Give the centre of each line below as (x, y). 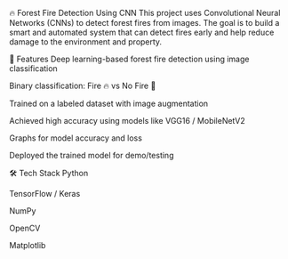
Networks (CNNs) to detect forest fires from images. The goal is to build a (144, 23)
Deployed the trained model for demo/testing (92, 155)
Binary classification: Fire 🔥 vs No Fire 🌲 (83, 85)
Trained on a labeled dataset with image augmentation (109, 103)
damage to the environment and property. (86, 42)
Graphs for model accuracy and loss (76, 138)
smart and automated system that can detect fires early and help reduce (142, 32)
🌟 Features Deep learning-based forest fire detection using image (129, 59)
